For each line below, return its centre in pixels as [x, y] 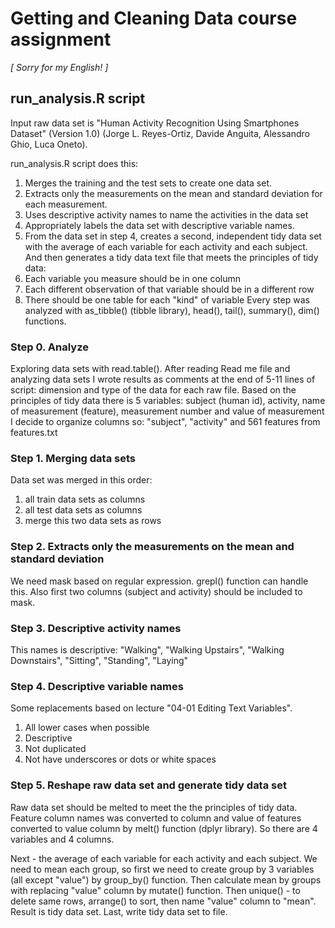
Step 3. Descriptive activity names [96, 628]
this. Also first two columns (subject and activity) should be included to [156, 591]
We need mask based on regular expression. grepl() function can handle [159, 581]
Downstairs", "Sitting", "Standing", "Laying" [99, 660]
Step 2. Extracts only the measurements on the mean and [152, 547]
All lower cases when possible [87, 728]
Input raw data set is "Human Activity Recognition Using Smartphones [155, 123]
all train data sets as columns [85, 499]
